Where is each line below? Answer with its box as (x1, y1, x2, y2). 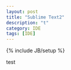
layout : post (6, 8, 38, 15)
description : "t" (6, 20, 49, 26)
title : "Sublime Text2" (6, 14, 65, 20)
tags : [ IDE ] (6, 31, 35, 37)
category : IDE (6, 25, 41, 31)
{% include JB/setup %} (6, 47, 65, 54)
